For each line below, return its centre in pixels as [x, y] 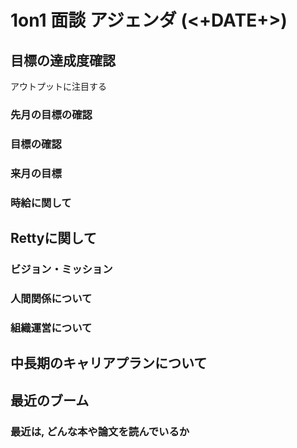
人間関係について [51, 298]
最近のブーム [50, 400]
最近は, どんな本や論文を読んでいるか [100, 431]
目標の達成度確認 [63, 60]
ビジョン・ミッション [61, 269]
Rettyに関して [53, 238]
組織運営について [51, 328]
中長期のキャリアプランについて [109, 363]
